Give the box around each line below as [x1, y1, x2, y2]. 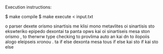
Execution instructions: [5, 4, 52, 10]
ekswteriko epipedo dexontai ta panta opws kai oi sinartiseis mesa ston [5, 28, 150, 34]
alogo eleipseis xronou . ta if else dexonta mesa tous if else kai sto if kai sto [5, 39, 159, 45]
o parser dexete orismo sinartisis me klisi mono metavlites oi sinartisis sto [5, 23, 155, 29]
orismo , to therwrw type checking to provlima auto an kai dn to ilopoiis [5, 34, 150, 39]
